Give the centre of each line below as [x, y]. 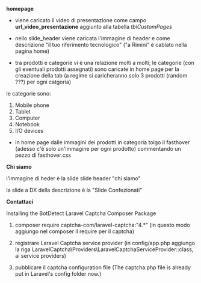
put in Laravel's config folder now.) [58, 274]
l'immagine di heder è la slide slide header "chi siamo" [73, 178]
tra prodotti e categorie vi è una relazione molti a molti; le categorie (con [104, 63]
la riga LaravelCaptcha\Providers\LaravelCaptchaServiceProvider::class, [104, 249]
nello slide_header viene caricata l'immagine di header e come [92, 38]
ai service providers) [40, 256]
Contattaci [20, 202]
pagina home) [32, 51]
